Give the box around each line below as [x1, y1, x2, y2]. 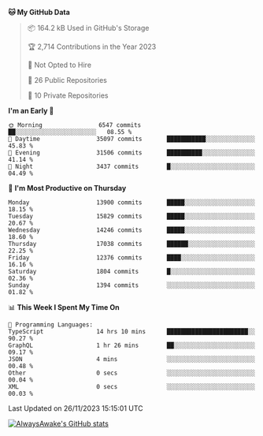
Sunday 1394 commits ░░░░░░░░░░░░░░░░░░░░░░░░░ [8, 281, 256, 289]
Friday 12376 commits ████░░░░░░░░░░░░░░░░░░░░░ [8, 254, 256, 262]
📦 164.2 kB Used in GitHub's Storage [27, 24, 150, 32]
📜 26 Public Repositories [27, 76, 108, 84]
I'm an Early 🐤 [8, 106, 54, 115]
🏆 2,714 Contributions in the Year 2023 [27, 42, 157, 51]
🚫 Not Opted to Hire [27, 60, 92, 69]
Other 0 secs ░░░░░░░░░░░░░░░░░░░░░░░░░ [8, 369, 256, 377]
